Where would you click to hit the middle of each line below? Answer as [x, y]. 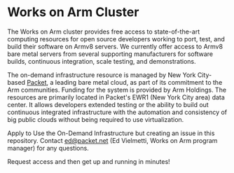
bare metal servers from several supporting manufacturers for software [110, 54]
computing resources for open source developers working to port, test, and [116, 39]
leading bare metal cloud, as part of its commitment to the [139, 82]
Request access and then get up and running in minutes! [89, 161]
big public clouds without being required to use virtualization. [96, 119]
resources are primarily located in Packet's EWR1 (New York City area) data [116, 97]
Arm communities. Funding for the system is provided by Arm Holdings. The [117, 90]
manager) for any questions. [48, 148]
